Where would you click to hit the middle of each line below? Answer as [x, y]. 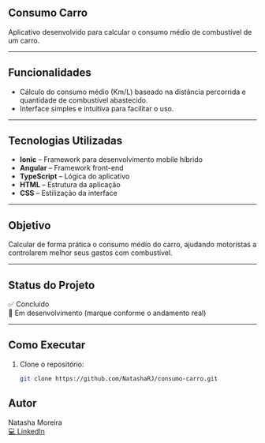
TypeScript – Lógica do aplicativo [75, 176]
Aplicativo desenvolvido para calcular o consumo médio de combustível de [130, 32]
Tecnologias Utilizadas [65, 141]
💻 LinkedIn [27, 431]
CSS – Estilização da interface [68, 193]
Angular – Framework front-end [71, 168]
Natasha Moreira [35, 422]
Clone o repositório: [52, 364]
